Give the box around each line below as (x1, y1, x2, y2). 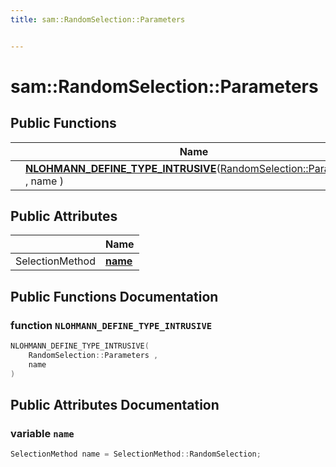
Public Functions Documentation (10, 288, 219, 305)
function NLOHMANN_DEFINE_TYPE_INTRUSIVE (10, 318, 213, 332)
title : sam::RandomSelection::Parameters (10, 14, 186, 25)
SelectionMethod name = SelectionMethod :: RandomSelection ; (10, 449, 262, 460)
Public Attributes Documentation (10, 397, 220, 414)
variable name (10, 426, 75, 440)
